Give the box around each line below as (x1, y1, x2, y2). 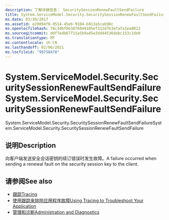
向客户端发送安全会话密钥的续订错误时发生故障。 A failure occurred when (5, 156, 157, 162)
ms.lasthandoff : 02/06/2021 (5, 45, 64, 50)
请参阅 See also (5, 177, 53, 185)
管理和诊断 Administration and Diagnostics (12, 209, 100, 215)
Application (12, 203, 37, 209)
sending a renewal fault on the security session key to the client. (5, 161, 139, 167)
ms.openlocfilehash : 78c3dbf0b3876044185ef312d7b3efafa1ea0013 (5, 26, 141, 31)
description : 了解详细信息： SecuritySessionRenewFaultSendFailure (5, 7, 144, 13)
